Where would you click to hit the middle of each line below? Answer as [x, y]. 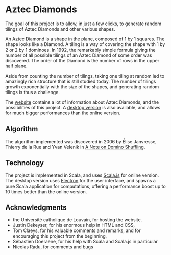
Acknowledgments [36, 207]
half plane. [16, 66]
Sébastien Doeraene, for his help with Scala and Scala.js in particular [85, 242]
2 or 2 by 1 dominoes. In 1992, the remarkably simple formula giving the [80, 50]
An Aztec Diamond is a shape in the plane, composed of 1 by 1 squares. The [85, 39]
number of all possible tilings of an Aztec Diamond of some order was [79, 55]
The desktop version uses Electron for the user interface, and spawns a [80, 180]
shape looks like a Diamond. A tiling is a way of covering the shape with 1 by [85, 44]
